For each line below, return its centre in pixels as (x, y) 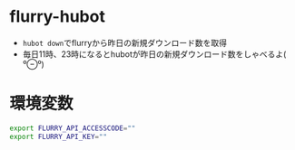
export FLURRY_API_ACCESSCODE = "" (73, 128)
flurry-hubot (58, 17)
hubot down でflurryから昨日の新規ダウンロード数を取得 (125, 42)
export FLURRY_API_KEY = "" (58, 136)
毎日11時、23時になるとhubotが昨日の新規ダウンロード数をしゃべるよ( (154, 54)
